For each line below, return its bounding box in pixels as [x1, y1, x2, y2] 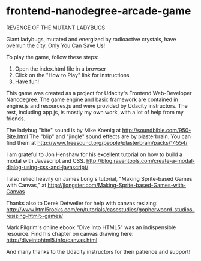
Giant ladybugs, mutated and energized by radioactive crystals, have [6, 35, 176, 43]
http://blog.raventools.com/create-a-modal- [86, 157, 195, 164]
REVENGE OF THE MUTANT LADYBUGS [6, 24, 106, 31]
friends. [6, 115, 26, 122]
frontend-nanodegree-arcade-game [6, 4, 191, 18]
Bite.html [6, 133, 28, 140]
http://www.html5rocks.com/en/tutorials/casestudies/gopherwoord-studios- [6, 205, 195, 213]
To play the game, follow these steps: [6, 53, 99, 60]
